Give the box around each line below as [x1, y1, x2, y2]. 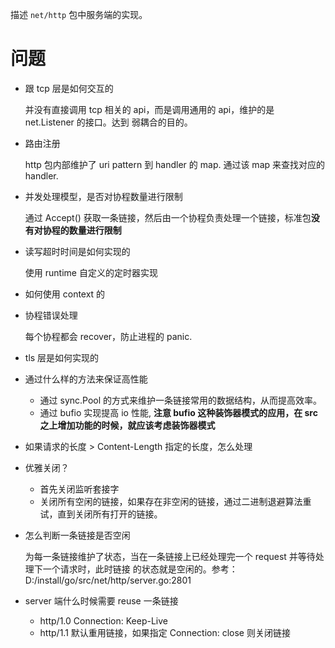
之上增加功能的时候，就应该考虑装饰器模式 [39, 419, 216, 431]
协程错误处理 [24, 309, 78, 321]
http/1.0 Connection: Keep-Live [39, 614, 168, 627]
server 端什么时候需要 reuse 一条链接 [24, 594, 179, 607]
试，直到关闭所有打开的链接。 [39, 508, 163, 520]
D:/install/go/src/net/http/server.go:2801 [24, 574, 192, 586]
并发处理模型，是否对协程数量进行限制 [24, 190, 183, 202]
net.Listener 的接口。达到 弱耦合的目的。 [24, 116, 193, 128]
